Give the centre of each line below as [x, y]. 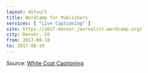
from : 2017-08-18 [28, 40]
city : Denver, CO [28, 35]
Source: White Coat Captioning [45, 63]
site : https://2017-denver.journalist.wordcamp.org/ [74, 29]
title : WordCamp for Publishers [47, 18]
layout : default [27, 12]
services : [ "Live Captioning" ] [49, 23]
